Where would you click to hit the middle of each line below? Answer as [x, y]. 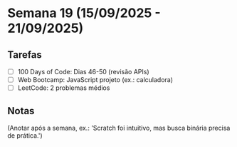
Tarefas [25, 55]
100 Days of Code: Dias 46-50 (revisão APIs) [83, 72]
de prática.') [25, 136]
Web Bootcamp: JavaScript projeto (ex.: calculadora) [95, 80]
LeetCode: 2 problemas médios [64, 88]
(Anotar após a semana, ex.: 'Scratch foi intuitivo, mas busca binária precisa [119, 128]
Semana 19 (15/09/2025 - [84, 13]
